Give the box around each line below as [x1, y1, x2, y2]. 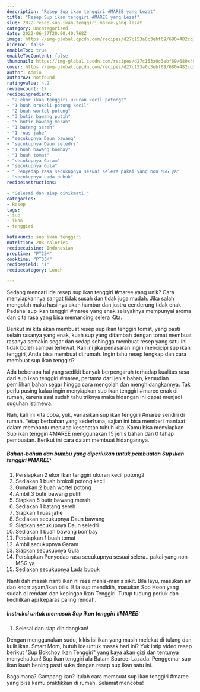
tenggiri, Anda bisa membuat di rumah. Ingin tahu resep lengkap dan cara [7, 350, 187, 358]
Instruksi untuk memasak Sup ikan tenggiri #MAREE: [7, 610, 141, 617]
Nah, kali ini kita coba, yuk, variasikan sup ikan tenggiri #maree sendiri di [7, 412, 185, 418]
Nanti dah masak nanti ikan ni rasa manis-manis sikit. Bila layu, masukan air [7, 577, 191, 584]
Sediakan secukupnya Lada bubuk [15, 566, 100, 573]
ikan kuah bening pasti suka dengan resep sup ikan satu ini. [7, 661, 153, 668]
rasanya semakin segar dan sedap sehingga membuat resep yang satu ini [7, 338, 187, 345]
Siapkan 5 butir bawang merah [15, 496, 91, 503]
